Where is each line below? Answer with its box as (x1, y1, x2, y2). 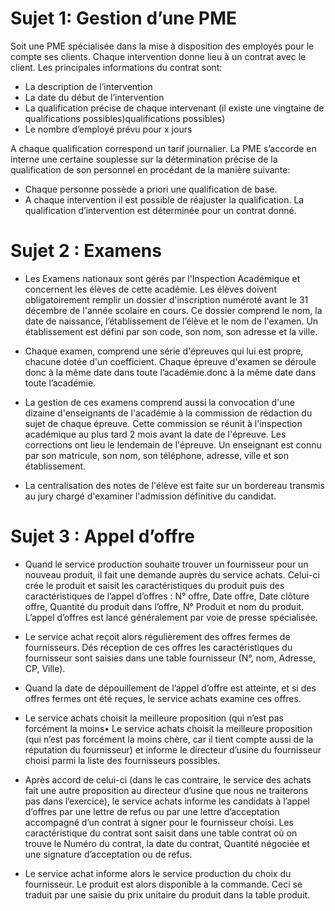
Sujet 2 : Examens (10, 240, 162, 262)
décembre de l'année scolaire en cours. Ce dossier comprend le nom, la (24, 304, 323, 316)
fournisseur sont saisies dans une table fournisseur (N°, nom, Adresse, (24, 652, 316, 664)
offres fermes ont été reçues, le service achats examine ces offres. (24, 692, 302, 704)
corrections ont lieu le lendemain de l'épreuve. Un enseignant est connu (24, 438, 322, 451)
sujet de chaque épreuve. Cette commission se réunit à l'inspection (24, 417, 303, 429)
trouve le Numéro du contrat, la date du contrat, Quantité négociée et (24, 837, 310, 849)
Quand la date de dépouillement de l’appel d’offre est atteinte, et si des (24, 682, 317, 694)
